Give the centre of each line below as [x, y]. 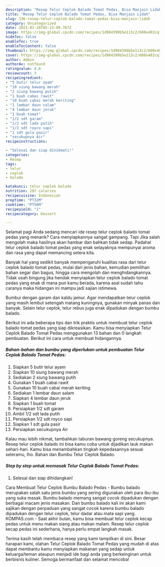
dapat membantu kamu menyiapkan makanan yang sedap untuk [70, 549]
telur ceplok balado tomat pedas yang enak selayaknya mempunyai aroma [81, 248]
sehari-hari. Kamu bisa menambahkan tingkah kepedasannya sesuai [74, 449]
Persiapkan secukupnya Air [40, 430]
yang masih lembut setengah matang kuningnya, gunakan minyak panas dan [83, 303]
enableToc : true [22, 42]
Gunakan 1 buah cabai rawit [41, 383]
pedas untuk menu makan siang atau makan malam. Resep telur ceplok [77, 524]
